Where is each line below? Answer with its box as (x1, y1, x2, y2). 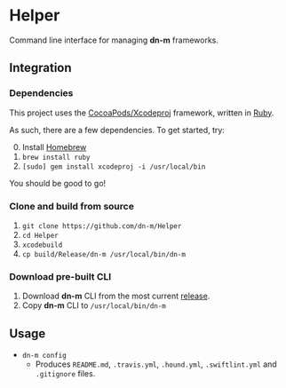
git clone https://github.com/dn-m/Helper (21, 221, 182, 231)
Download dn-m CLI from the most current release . (21, 290, 211, 302)
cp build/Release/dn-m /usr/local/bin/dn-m (21, 249, 187, 258)
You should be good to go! (9, 178, 107, 188)
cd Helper (21, 231, 60, 240)
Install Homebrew (21, 141, 87, 152)
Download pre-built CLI (9, 270, 112, 282)
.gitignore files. (35, 368, 96, 379)
